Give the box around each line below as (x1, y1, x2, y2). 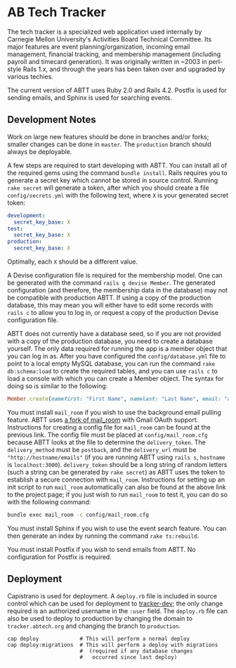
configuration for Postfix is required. (7, 553, 112, 561)
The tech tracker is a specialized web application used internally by (7, 27, 202, 36)
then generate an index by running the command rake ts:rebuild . (7, 532, 199, 540)
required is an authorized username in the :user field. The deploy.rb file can (7, 606, 228, 615)
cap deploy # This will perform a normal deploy (7, 635, 190, 642)
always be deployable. (7, 147, 72, 155)
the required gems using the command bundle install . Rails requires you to (7, 168, 228, 176)
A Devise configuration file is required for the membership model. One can (7, 271, 223, 279)
